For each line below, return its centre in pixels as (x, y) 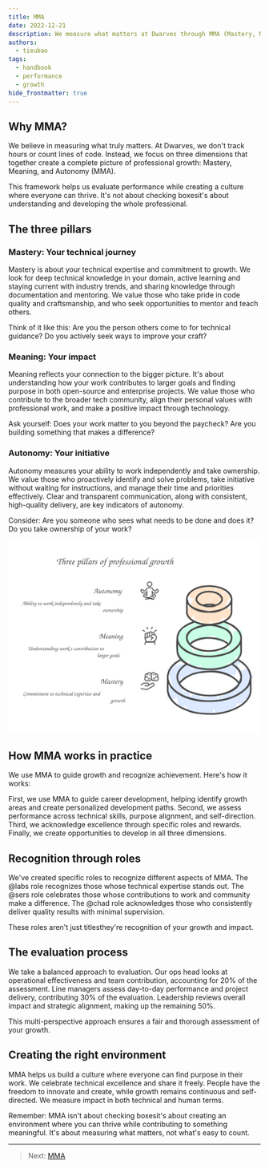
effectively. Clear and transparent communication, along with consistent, (128, 496)
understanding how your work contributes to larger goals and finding (122, 383)
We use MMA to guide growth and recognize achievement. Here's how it (128, 775)
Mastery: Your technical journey (72, 252)
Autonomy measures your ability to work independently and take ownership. (134, 471)
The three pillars (50, 229)
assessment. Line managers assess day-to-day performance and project (128, 988)
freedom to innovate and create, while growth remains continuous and (124, 1091)
